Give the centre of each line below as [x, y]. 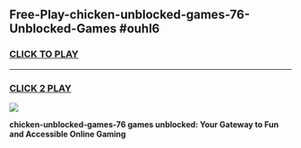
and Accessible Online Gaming [68, 134]
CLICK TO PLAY [44, 55]
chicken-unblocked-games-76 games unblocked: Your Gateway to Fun [144, 124]
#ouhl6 [140, 29]
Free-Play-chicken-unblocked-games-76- [130, 15]
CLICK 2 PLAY [40, 88]
